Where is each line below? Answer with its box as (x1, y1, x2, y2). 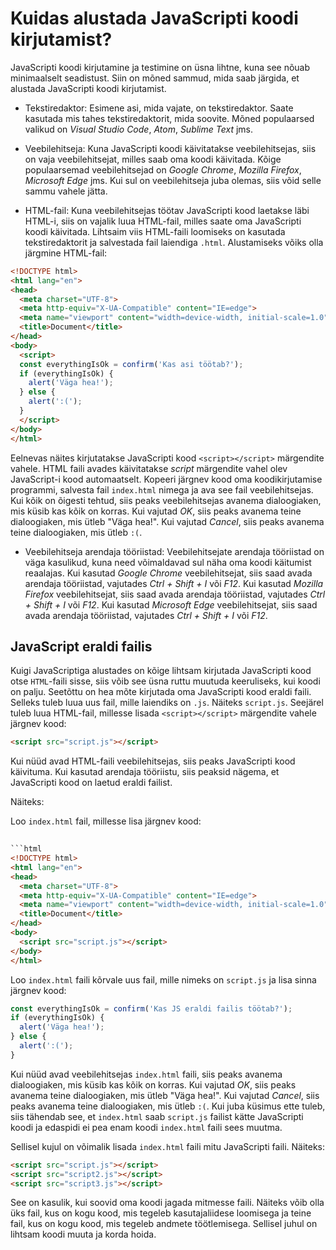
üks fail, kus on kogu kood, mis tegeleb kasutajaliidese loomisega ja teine (10, 1207, 312, 1219)
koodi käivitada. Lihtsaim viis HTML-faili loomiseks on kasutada (24, 225, 286, 237)
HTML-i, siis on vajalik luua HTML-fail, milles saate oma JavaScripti (24, 215, 302, 227)
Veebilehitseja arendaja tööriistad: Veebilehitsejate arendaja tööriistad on (24, 545, 325, 557)
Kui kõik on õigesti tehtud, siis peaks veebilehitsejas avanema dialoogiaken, (10, 494, 322, 506)
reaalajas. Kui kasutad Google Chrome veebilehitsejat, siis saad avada (24, 567, 313, 579)
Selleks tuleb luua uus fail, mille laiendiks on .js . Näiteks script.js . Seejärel (10, 697, 324, 709)
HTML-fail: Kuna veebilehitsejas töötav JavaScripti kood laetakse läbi (24, 204, 310, 216)
